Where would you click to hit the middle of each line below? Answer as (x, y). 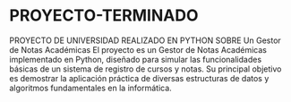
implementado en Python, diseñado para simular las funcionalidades (136, 59)
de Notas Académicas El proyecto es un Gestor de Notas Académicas (138, 49)
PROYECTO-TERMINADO (104, 16)
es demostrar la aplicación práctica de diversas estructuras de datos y (139, 78)
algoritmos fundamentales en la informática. (90, 88)
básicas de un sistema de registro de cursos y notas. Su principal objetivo (145, 69)
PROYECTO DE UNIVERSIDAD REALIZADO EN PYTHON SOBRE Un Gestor (145, 40)
